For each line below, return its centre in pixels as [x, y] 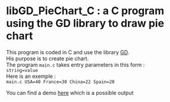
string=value [22, 70]
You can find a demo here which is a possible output [70, 93]
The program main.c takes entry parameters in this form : [76, 65]
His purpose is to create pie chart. [48, 58]
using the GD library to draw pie [85, 23]
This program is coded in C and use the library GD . [68, 52]
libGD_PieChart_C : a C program [85, 11]
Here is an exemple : [31, 76]
